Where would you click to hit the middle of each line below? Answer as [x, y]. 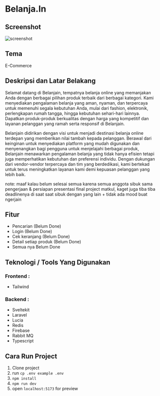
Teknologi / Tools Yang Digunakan [58, 262]
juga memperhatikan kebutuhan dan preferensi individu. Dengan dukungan [80, 159]
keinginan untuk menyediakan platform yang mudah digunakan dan [72, 143]
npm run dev [24, 384]
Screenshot [23, 27]
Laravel [19, 315]
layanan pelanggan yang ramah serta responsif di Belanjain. [65, 124]
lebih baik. [15, 174]
